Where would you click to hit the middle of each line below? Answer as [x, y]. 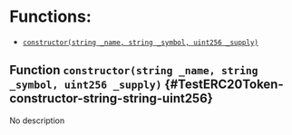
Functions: [51, 17]
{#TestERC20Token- [224, 85]
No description [37, 121]
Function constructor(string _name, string [134, 70]
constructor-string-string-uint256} [111, 98]
